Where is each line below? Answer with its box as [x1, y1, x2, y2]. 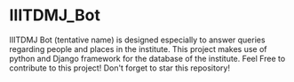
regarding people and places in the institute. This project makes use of [9, 43, 268, 54]
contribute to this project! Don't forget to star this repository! [9, 63, 231, 73]
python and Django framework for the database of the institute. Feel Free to [9, 53, 286, 63]
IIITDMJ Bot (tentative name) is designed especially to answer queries [9, 34, 266, 45]
